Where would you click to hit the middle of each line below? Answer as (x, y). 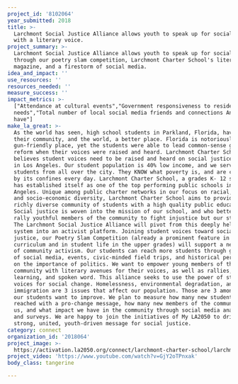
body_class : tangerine (41, 363)
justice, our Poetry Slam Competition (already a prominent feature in (122, 238)
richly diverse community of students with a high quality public (114, 205)
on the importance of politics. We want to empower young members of (118, 264)
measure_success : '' (38, 93)
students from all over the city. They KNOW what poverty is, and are (120, 172)
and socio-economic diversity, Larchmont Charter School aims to (112, 198)
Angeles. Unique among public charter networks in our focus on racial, (123, 192)
